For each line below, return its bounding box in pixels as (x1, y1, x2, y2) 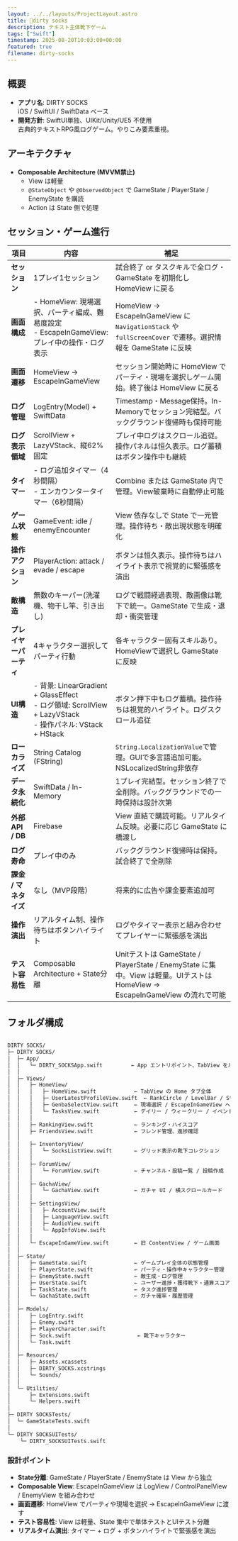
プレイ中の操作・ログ (33, 338, 105, 347)
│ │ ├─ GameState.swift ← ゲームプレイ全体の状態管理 (7, 1259, 209, 1267)
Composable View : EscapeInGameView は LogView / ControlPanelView (17, 1481, 227, 1490)
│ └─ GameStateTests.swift (7, 1418, 91, 1425)
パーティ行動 (33, 652, 76, 662)
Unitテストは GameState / (115, 950, 201, 959)
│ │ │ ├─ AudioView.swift (7, 1220, 100, 1227)
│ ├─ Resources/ (7, 1352, 59, 1359)
